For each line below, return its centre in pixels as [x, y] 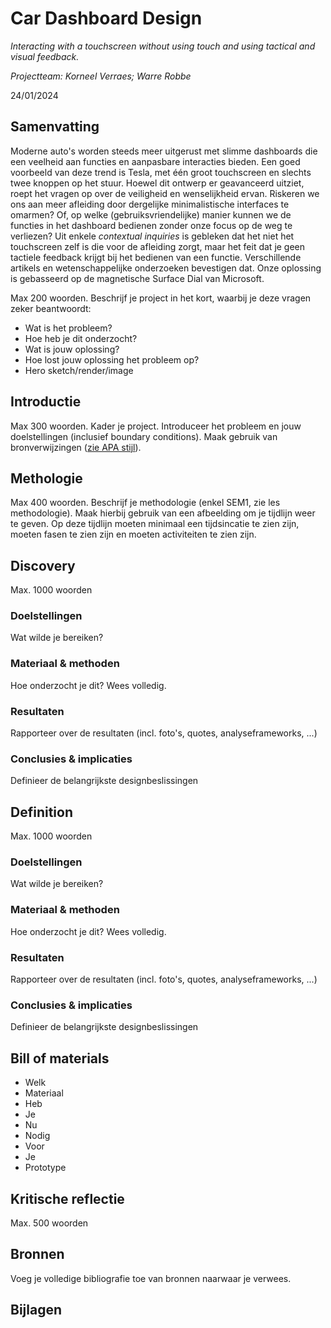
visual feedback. [45, 56]
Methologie [46, 478]
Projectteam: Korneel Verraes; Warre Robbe [101, 76]
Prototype [45, 1168]
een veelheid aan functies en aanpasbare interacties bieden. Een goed [155, 161]
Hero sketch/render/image [79, 370]
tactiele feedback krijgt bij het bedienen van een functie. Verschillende [156, 257]
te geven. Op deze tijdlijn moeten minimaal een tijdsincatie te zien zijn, [155, 524]
